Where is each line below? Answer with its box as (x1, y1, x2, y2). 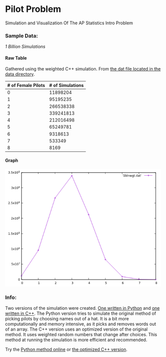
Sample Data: (5, 32, 38, 39)
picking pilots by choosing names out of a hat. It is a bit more (5, 316, 129, 322)
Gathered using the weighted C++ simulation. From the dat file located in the (5, 66, 161, 72)
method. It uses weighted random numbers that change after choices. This (5, 332, 157, 338)
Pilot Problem (5, 3, 61, 15)
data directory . (5, 71, 35, 77)
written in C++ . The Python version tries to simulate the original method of (5, 310, 157, 316)
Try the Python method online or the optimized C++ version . (5, 347, 127, 353)
